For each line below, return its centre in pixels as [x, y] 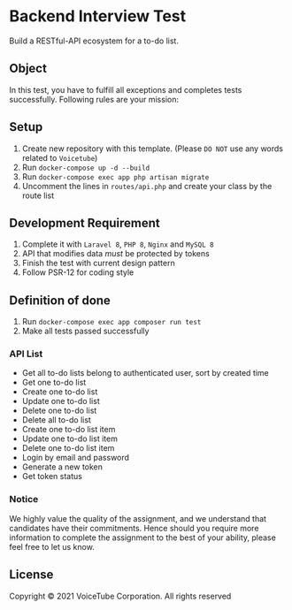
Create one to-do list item [69, 430]
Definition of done [60, 300]
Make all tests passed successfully [85, 331]
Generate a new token [62, 467]
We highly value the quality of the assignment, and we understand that [138, 518]
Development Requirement [85, 223]
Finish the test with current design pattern [98, 263]
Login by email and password [76, 458]
